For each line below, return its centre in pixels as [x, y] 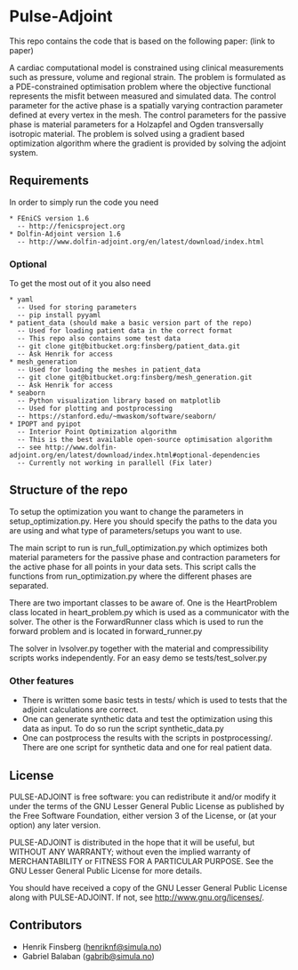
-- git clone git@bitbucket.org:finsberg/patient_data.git [129, 347]
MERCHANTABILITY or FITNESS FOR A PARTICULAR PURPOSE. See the [141, 861]
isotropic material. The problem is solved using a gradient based [127, 133]
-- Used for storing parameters [77, 308]
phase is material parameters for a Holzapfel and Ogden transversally [137, 124]
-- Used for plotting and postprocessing [95, 409]
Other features [42, 680]
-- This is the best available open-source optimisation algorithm [145, 440]
